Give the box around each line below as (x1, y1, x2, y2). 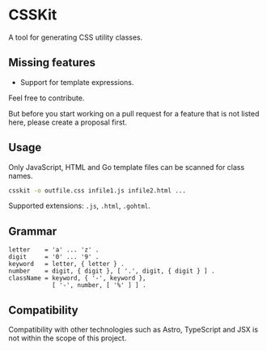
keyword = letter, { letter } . (8, 260, 125, 269)
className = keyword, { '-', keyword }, (8, 274, 147, 282)
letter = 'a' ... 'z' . (8, 246, 100, 254)
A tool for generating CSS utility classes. (8, 32, 143, 42)
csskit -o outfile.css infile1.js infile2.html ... (8, 186, 186, 195)
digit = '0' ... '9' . (8, 253, 100, 261)
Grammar (8, 224, 57, 238)
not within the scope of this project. (8, 333, 127, 343)
